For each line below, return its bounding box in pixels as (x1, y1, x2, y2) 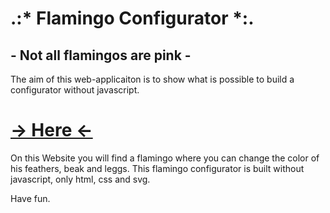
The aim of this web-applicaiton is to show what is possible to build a (10, 73, 295, 85)
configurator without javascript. (10, 84, 140, 96)
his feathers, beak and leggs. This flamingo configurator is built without (10, 162, 305, 174)
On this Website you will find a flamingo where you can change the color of (10, 152, 320, 164)
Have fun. (10, 192, 51, 204)
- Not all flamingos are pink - (10, 47, 192, 64)
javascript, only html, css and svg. (10, 173, 151, 185)
